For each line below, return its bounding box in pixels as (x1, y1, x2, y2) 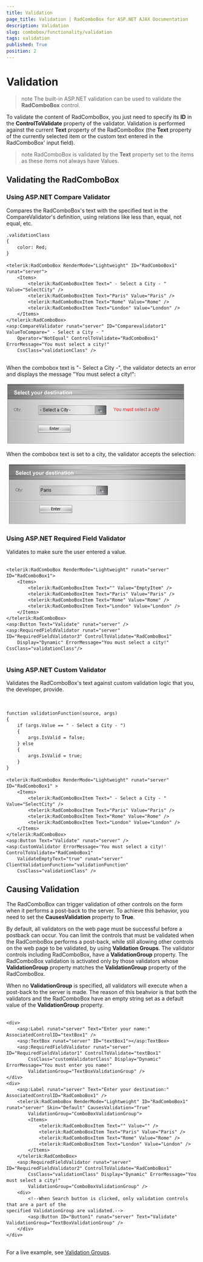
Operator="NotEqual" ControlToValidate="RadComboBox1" (17, 335, 159, 341)
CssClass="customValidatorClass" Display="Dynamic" (28, 1056, 162, 1062)
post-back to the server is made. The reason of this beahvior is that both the (6, 988, 197, 995)
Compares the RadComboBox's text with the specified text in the (6, 207, 168, 214)
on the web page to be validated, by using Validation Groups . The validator (6, 944, 195, 952)
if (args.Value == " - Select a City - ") (17, 723, 126, 729)
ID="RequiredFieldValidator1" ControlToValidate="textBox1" (6, 1050, 162, 1056)
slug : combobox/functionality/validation (6, 29, 113, 35)
